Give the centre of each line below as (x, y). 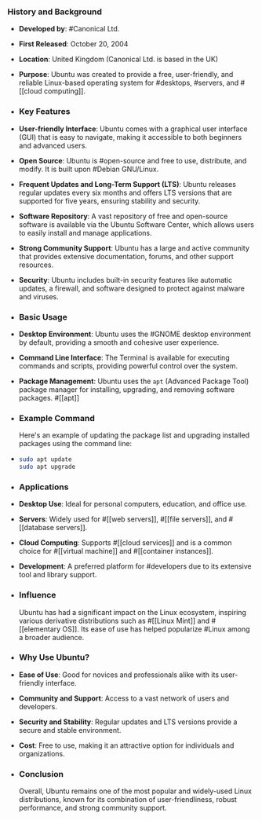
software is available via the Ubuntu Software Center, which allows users (136, 224)
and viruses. (39, 296)
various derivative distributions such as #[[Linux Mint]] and (114, 620)
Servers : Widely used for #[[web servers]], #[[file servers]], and (123, 519)
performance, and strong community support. (93, 808)
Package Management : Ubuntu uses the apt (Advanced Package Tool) (134, 381)
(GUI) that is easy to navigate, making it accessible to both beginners (130, 137)
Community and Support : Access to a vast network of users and (124, 698)
